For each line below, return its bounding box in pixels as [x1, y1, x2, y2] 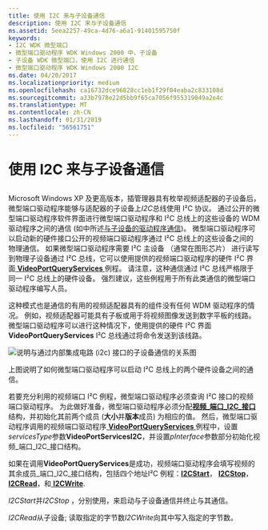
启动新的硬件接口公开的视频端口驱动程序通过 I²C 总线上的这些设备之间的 [14, 234, 254, 243]
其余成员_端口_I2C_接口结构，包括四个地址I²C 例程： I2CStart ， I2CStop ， [8, 469, 254, 479]
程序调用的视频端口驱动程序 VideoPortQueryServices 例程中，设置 [14, 422, 238, 432]
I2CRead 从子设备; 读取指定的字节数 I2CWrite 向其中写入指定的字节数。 [8, 513, 238, 523]
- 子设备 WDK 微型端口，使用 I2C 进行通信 [8, 57, 135, 65]
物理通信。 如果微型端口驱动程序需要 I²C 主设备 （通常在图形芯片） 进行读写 [8, 243, 260, 253]
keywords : [8, 34, 42, 42]
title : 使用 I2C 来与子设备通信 [8, 11, 106, 20]
